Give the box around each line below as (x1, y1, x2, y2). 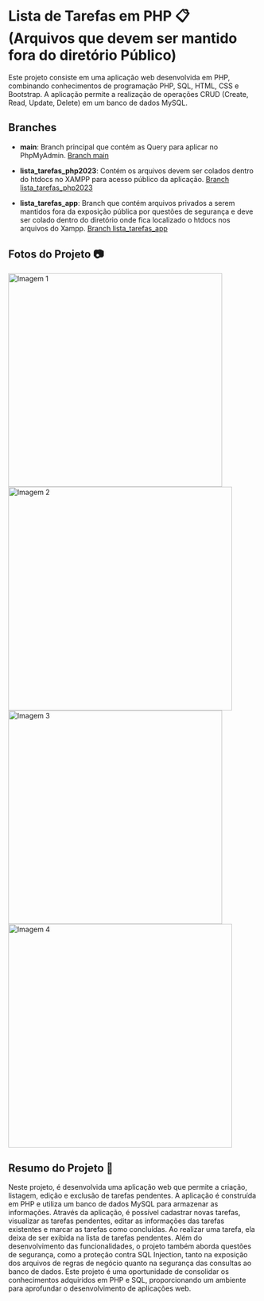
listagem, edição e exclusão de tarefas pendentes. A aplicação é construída (8, 1191, 257, 1201)
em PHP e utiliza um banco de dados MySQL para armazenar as (8, 1199, 219, 1209)
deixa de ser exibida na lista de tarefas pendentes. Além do (8, 1233, 203, 1243)
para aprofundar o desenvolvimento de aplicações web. (8, 1284, 192, 1293)
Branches (8, 121, 57, 134)
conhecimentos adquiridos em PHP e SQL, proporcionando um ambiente (8, 1276, 247, 1285)
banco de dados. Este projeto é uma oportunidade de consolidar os (8, 1267, 229, 1276)
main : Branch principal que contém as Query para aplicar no (19, 141, 219, 152)
